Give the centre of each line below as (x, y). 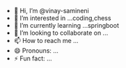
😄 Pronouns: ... (36, 51)
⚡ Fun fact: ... (33, 58)
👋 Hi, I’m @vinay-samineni (51, 11)
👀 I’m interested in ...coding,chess (62, 18)
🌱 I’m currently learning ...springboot (66, 25)
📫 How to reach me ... (46, 41)
